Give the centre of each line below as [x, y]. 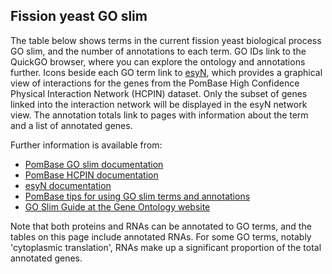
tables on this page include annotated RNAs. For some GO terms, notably [161, 236]
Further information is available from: [86, 145]
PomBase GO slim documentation [94, 164]
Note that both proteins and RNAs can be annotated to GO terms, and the [161, 226]
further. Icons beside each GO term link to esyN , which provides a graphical [166, 72]
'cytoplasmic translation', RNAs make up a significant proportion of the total [166, 247]
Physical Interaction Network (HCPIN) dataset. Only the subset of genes [159, 93]
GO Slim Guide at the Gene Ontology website [117, 206]
